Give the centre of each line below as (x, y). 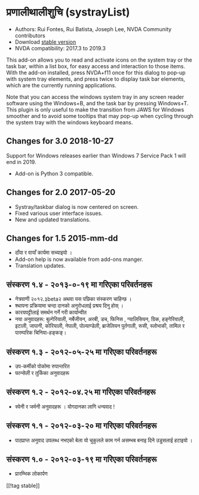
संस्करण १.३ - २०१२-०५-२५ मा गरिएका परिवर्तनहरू (82, 352)
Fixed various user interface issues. (59, 213)
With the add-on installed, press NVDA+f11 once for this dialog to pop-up (96, 72)
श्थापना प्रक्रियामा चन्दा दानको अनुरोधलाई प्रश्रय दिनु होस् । (69, 306)
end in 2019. (21, 162)
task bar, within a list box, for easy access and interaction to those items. (96, 66)
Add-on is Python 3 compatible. (54, 174)
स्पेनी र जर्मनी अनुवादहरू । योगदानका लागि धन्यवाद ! (65, 406)
